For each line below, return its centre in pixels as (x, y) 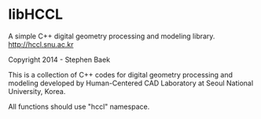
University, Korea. (37, 91)
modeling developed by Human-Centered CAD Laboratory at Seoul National (131, 83)
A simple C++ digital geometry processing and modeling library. (112, 36)
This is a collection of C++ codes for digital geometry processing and (121, 74)
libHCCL (36, 14)
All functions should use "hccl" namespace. (79, 106)
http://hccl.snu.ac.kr (41, 44)
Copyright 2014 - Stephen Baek (59, 59)
